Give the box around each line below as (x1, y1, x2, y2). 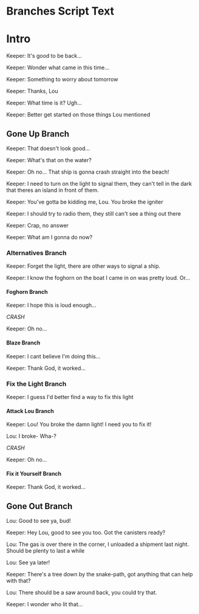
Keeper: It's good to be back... (6, 52, 82, 60)
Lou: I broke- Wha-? (6, 432, 56, 440)
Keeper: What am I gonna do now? (6, 233, 93, 240)
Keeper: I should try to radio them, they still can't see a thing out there (6, 210, 181, 217)
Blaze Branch (6, 339, 41, 347)
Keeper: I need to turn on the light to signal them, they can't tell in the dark (6, 180, 192, 187)
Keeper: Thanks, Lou (6, 87, 59, 95)
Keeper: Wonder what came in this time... (6, 64, 109, 71)
